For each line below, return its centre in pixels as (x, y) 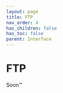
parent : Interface (29, 39)
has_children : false (32, 28)
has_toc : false (25, 34)
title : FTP (20, 17)
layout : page (22, 12)
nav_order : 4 (22, 23)
